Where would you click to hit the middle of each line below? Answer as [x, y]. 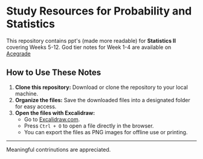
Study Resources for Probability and [99, 11]
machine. [27, 93]
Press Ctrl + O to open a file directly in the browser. [89, 126]
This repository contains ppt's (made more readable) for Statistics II [91, 41]
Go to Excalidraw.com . [52, 119]
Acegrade [19, 53]
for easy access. [36, 106]
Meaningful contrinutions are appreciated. [59, 149]
